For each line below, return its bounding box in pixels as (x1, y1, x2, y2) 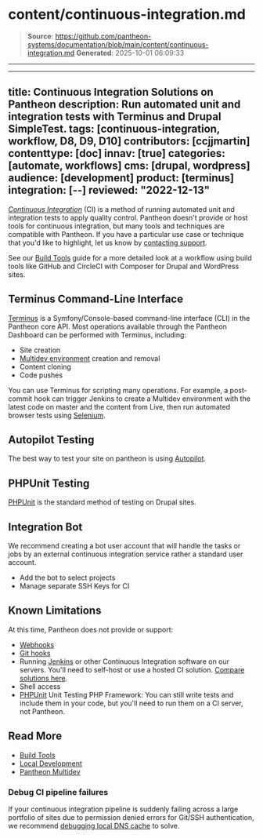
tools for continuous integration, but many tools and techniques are (8, 221, 225, 231)
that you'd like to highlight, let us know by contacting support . (8, 238, 207, 247)
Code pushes (19, 370, 63, 380)
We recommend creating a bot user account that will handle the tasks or (8, 541, 241, 550)
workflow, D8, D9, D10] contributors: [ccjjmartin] (8, 135, 250, 148)
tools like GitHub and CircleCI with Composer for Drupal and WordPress (8, 261, 240, 271)
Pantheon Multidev (19, 767, 81, 776)
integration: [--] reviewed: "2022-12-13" (8, 184, 210, 197)
